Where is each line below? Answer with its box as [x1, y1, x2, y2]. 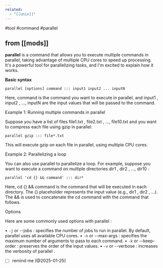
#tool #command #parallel [5, 25, 58, 31]
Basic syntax [5, 77, 32, 83]
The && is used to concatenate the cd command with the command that [5, 194, 149, 200]
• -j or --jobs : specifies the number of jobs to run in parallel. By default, [5, 228, 151, 233]
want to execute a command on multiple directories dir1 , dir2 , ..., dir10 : [5, 166, 149, 172]
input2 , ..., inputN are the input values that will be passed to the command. [5, 100, 156, 106]
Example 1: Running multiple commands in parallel [5, 109, 106, 115]
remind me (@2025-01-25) [12, 258, 66, 264]
